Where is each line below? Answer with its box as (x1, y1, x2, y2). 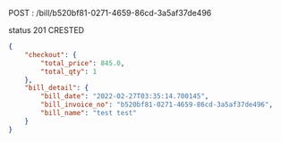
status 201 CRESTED (8, 25, 85, 35)
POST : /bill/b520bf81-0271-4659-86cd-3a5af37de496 (8, 8, 212, 18)
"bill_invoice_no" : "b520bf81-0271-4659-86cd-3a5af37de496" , (40, 100, 274, 110)
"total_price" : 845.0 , (40, 58, 125, 68)
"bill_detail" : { (24, 84, 89, 93)
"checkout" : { (24, 50, 77, 59)
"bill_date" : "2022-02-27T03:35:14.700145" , (40, 92, 209, 101)
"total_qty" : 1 (40, 67, 98, 76)
